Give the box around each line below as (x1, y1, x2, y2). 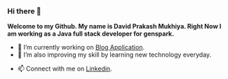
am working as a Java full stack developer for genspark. (7, 29, 175, 38)
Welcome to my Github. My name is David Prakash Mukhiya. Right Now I (7, 22, 222, 31)
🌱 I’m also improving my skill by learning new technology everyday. (17, 50, 212, 59)
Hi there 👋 (7, 6, 42, 16)
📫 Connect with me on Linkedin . (17, 64, 112, 73)
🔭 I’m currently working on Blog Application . (17, 43, 145, 52)
